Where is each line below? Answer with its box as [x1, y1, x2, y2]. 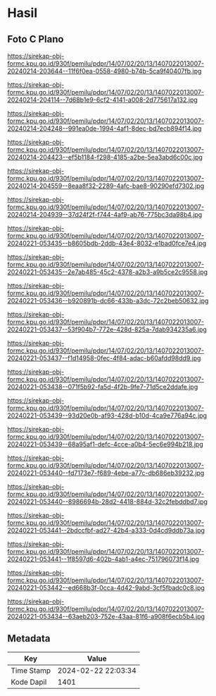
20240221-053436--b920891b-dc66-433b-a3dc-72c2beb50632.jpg [7, 297, 209, 305]
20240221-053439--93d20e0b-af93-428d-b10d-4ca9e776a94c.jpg [7, 411, 208, 420]
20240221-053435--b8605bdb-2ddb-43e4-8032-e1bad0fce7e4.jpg [7, 239, 207, 247]
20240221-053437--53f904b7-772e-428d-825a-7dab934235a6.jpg [7, 325, 208, 334]
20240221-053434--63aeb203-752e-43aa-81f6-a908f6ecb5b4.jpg [7, 613, 205, 620]
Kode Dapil [11, 677, 47, 687]
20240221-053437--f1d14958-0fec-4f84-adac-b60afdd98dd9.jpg [7, 354, 201, 362]
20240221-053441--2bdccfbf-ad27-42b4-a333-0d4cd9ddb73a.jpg [7, 526, 205, 534]
